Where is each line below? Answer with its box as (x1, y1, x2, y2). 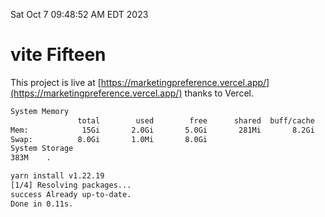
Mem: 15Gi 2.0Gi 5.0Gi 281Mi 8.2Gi (10, 125, 315, 135)
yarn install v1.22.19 (10, 171, 105, 181)
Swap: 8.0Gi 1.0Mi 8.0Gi (10, 134, 208, 144)
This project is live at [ (10, 76, 102, 88)
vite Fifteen (10, 44, 107, 66)
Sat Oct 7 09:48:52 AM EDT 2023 (10, 9, 149, 20)
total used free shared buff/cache (77, 115, 315, 126)
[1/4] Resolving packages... (10, 180, 132, 191)
